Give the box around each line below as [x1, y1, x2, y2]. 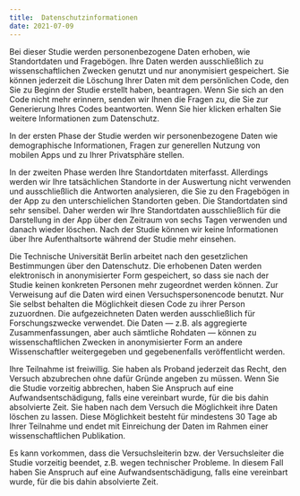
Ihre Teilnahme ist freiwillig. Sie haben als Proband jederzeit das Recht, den [9, 363, 287, 374]
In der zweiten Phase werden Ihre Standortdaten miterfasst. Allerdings [9, 167, 269, 178]
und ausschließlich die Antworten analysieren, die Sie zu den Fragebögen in [9, 186, 289, 196]
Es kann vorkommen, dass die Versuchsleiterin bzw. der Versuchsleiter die [9, 448, 285, 458]
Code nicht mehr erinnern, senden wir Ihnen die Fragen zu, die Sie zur [9, 93, 269, 104]
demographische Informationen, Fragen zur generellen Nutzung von [9, 140, 261, 151]
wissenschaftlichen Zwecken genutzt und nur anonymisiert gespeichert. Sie [9, 65, 289, 76]
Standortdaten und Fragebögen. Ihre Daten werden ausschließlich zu [9, 56, 264, 66]
